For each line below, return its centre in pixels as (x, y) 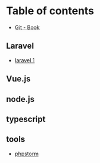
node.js (20, 99)
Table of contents (50, 11)
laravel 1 (25, 60)
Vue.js (18, 79)
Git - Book (27, 27)
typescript (26, 119)
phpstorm (27, 154)
